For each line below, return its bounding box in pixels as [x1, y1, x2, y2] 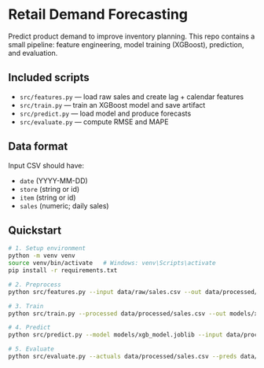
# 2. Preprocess [8, 281, 61, 289]
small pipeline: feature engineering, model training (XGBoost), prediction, [8, 39, 244, 49]
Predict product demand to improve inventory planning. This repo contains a [8, 31, 255, 41]
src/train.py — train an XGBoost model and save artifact [19, 100, 206, 109]
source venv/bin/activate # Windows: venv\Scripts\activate [8, 259, 216, 267]
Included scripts [8, 71, 90, 84]
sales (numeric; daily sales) [19, 201, 109, 210]
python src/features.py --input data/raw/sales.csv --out [8, 288, 202, 296]
